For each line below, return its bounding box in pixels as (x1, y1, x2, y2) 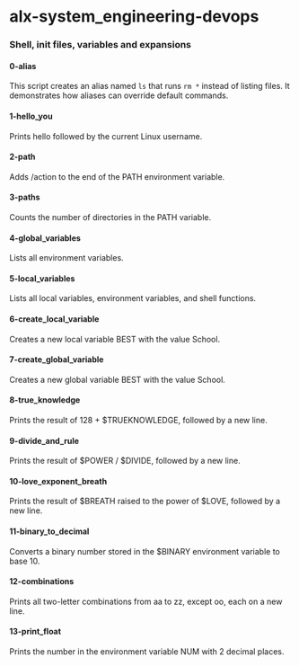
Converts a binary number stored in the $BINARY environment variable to (9, 546, 280, 556)
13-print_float (9, 626, 61, 637)
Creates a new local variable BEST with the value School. (9, 333, 221, 344)
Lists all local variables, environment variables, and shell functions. (9, 293, 257, 304)
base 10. (9, 555, 40, 566)
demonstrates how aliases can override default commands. (9, 90, 229, 101)
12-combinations (9, 576, 75, 587)
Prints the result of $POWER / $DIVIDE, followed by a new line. (9, 456, 241, 466)
